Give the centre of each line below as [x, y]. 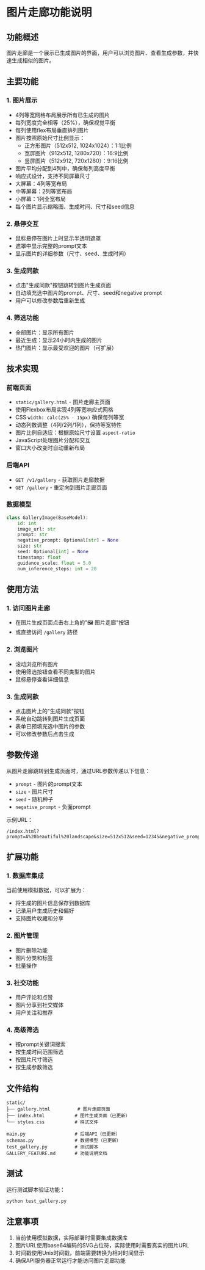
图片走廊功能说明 [49, 13]
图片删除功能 [31, 950]
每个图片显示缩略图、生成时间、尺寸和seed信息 [75, 206]
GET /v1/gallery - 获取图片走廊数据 [60, 479]
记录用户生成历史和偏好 [45, 911]
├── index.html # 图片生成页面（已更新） [68, 1116]
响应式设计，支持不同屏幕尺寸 [52, 176]
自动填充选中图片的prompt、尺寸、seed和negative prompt [88, 293]
